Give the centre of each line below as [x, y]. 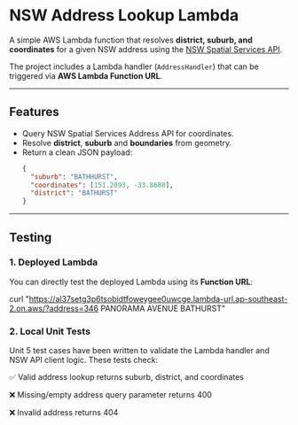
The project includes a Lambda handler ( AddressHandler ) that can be [134, 66]
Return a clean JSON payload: [77, 152]
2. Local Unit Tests [50, 331]
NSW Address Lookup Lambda [124, 15]
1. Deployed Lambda [54, 262]
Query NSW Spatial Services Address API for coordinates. [128, 133]
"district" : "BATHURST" [74, 193]
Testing [31, 237]
